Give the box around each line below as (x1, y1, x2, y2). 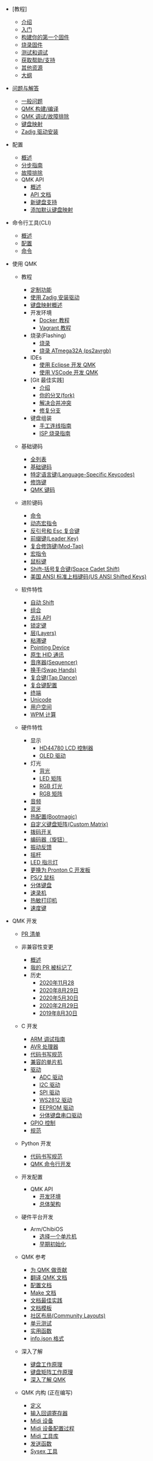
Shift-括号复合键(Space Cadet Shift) (30, 566, 120, 572)
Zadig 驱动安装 (21, 128, 59, 135)
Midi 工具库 (30, 1432, 59, 1440)
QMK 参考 (21, 1253, 47, 1260)
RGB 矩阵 (39, 790, 63, 797)
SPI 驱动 (39, 1089, 60, 1096)
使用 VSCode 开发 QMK (39, 369, 98, 376)
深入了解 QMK (30, 1376, 66, 1383)
